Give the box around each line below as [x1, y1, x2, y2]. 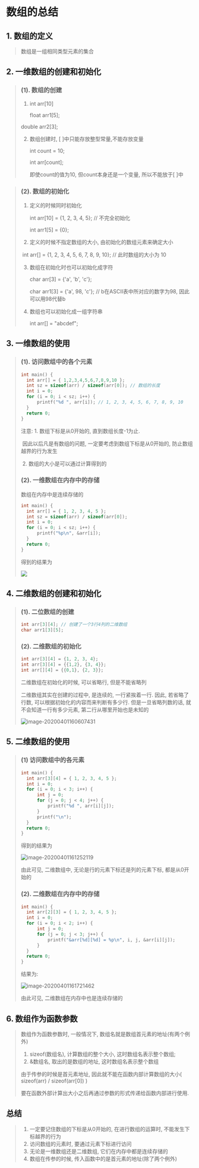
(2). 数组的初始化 [20, 187, 70, 195]
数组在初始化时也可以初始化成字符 [29, 264, 113, 271]
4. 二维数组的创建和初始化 [6, 588, 102, 599]
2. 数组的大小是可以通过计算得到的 [22, 460, 107, 467]
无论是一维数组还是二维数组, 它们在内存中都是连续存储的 [29, 1147, 168, 1155]
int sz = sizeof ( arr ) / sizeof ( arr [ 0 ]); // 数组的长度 [26, 382, 160, 389]
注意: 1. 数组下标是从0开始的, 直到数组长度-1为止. [20, 427, 141, 434]
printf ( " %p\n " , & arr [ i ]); [36, 530, 101, 536]
